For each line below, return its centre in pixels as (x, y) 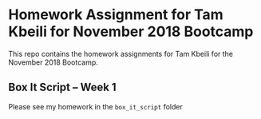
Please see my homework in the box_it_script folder (96, 106)
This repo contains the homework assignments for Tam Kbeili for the (121, 54)
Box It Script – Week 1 (63, 87)
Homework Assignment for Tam (116, 15)
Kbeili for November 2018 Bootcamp (131, 32)
